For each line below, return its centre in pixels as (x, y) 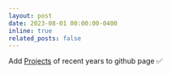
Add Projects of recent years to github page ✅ (85, 61)
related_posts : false (45, 38)
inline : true (30, 31)
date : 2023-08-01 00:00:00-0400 (63, 23)
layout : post (30, 16)
